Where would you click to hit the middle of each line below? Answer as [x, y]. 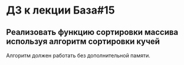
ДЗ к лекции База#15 [60, 10]
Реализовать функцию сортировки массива [92, 32]
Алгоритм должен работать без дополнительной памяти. [78, 56]
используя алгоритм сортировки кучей [83, 41]
